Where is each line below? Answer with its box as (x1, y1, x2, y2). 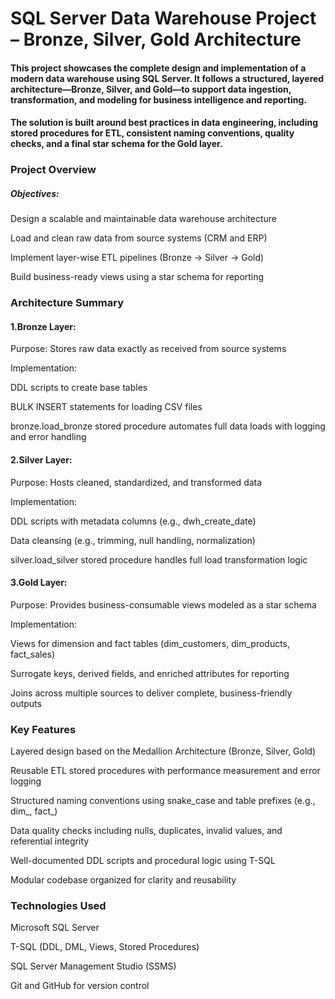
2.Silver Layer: (10, 453, 73, 466)
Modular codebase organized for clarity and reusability (10, 874, 237, 886)
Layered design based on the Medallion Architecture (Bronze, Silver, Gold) (10, 745, 317, 757)
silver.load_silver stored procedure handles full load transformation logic (10, 553, 308, 566)
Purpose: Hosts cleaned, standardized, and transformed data (10, 476, 263, 488)
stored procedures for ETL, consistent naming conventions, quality (10, 127, 295, 139)
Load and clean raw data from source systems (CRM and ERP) (10, 232, 268, 244)
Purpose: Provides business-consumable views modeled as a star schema (10, 598, 317, 611)
